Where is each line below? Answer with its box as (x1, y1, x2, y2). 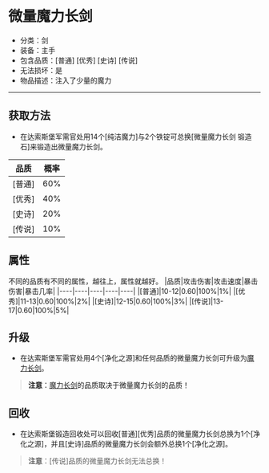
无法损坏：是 (19, 65, 62, 75)
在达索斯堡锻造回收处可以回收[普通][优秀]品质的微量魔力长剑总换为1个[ (19, 429, 254, 438)
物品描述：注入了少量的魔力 (19, 75, 112, 85)
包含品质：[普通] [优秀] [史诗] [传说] (19, 55, 139, 65)
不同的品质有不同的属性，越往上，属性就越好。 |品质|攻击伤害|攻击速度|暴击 (8, 276, 259, 286)
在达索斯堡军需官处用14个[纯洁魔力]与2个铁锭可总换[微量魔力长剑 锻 (19, 132, 246, 141)
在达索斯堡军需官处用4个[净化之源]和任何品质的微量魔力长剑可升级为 (19, 353, 248, 363)
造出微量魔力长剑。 (43, 141, 107, 151)
